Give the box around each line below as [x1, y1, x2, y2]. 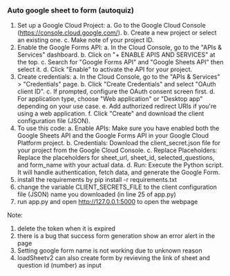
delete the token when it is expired [17, 224, 116, 233]
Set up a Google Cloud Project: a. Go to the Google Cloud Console [17, 21, 206, 30]
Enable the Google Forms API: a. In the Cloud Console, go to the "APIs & [17, 44, 222, 52]
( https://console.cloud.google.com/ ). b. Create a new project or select [17, 28, 217, 37]
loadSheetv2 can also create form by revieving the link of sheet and [17, 254, 211, 262]
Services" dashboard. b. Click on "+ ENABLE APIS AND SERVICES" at [17, 50, 215, 59]
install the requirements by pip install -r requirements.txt [17, 176, 178, 184]
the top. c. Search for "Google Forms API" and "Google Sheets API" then [17, 58, 224, 66]
